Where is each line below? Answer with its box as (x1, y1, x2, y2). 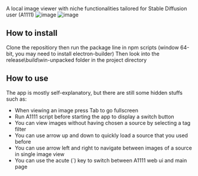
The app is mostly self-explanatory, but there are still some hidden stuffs (6, 89, 183, 96)
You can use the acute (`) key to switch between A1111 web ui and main (14, 157, 187, 164)
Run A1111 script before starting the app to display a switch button (14, 113, 174, 120)
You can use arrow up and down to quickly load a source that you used (14, 132, 188, 139)
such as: (6, 95, 27, 102)
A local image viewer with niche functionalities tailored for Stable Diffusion (6, 5, 187, 12)
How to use (6, 74, 48, 84)
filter (14, 125, 27, 132)
